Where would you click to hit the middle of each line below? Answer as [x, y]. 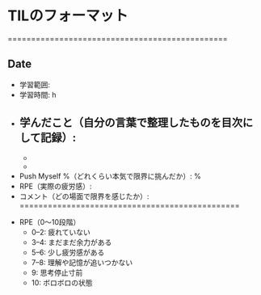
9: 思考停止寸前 [57, 272]
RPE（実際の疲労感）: [55, 186]
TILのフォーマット [68, 16]
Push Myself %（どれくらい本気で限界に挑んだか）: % [110, 176]
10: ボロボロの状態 [62, 282]
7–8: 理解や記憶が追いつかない [82, 262]
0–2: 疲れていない [61, 232]
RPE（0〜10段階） [50, 221]
